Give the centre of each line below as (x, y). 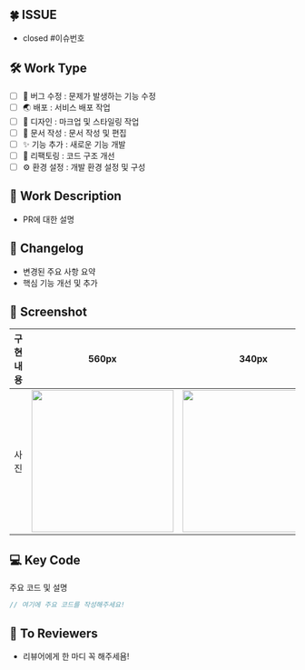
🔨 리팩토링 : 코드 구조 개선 (69, 155)
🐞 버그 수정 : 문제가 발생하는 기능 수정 (89, 95)
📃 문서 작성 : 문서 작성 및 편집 (74, 133)
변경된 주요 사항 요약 (59, 271)
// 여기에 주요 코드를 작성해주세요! (67, 605)
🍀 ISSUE (33, 15)
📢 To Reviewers (54, 633)
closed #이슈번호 (54, 38)
